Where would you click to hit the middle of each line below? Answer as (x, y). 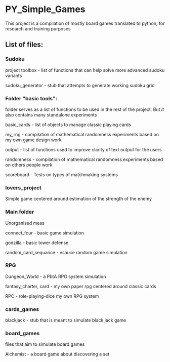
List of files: (24, 45)
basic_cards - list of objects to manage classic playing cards (68, 125)
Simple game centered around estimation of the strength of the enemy (79, 199)
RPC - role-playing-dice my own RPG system (52, 296)
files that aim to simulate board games (45, 344)
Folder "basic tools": (31, 98)
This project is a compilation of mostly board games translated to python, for (85, 23)
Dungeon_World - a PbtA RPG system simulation (56, 276)
